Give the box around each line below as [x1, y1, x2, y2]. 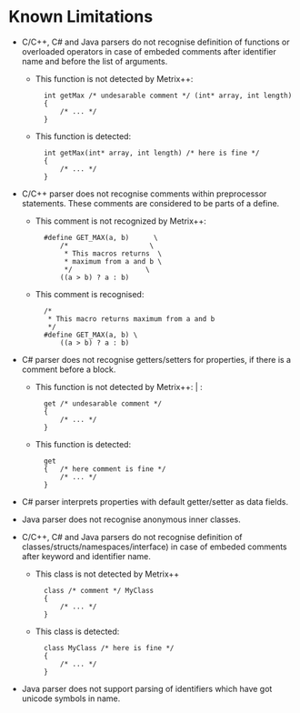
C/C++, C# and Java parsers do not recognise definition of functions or [21, 36, 290, 47]
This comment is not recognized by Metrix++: [35, 216, 206, 226]
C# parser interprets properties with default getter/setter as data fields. [21, 496, 288, 507]
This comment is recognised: [35, 288, 145, 299]
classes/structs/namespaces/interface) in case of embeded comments [21, 541, 287, 552]
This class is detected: [35, 626, 120, 637]
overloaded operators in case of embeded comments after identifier [21, 45, 276, 56]
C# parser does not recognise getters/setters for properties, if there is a [21, 354, 292, 365]
